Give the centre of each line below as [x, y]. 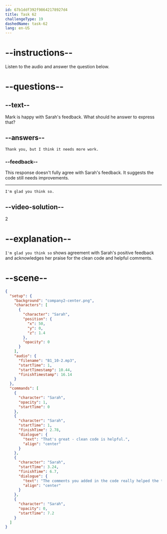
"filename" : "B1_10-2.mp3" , [47, 360]
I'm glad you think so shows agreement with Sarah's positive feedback [80, 253]
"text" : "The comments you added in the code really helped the [91, 481]
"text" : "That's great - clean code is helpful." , [77, 439]
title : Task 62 [21, 14]
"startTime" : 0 [34, 407]
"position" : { [38, 319]
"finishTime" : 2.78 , [40, 430]
